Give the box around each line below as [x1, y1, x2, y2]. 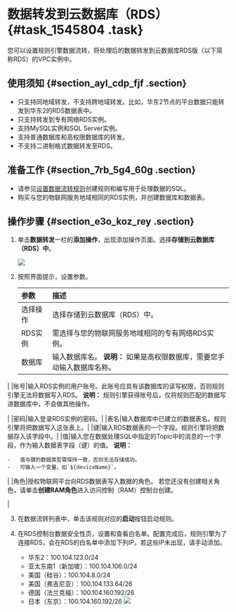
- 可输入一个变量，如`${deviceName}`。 [7, 464, 119, 471]
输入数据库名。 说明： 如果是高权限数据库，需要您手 [52, 352, 225, 362]
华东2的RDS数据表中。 [29, 106, 96, 115]
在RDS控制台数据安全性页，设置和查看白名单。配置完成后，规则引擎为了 [17, 530, 227, 538]
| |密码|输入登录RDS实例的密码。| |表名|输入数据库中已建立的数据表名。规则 [7, 415, 226, 423]
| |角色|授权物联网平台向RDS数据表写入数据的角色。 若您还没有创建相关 [7, 477, 214, 486]
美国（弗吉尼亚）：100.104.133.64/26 [27, 580, 133, 588]
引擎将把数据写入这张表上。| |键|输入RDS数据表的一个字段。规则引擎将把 [7, 423, 218, 432]
